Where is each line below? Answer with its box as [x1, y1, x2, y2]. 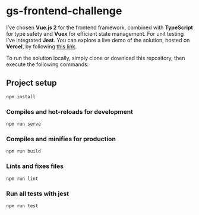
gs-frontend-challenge [6, 4, 122, 18]
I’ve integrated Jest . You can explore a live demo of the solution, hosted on [6, 36, 190, 43]
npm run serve [6, 121, 42, 127]
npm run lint [6, 176, 39, 182]
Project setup [6, 78, 58, 88]
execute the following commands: [6, 61, 89, 68]
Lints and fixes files [6, 162, 64, 170]
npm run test [6, 202, 39, 209]
